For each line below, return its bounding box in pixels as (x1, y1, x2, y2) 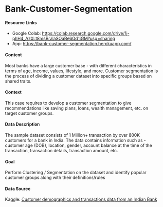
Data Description (5, 121, 40, 127)
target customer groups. (5, 110, 54, 116)
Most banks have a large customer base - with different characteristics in (5, 63, 152, 68)
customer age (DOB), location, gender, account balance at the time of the (5, 143, 152, 148)
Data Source (5, 186, 31, 191)
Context (5, 89, 22, 95)
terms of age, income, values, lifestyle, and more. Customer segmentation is (5, 68, 158, 74)
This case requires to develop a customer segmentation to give (5, 100, 132, 106)
